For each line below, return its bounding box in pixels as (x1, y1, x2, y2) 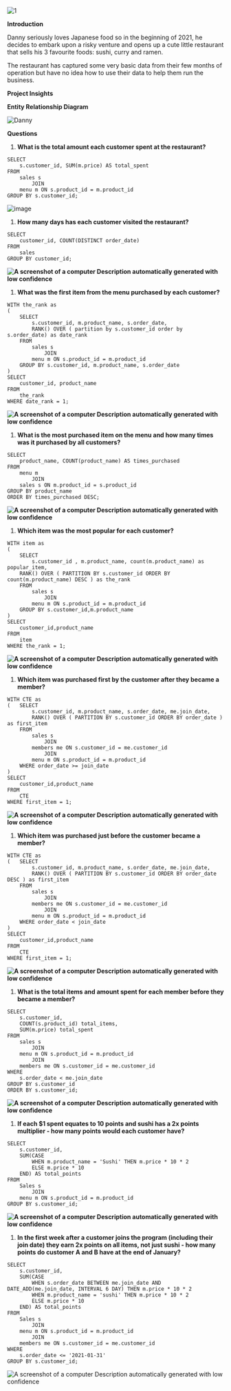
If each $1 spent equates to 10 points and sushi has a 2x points (16, 1120, 199, 1127)
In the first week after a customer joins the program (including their (16, 1234, 213, 1241)
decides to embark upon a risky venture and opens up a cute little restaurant (7, 41, 224, 48)
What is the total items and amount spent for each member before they (16, 987, 224, 996)
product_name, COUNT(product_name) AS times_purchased (19, 457, 180, 464)
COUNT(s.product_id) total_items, (19, 1020, 118, 1027)
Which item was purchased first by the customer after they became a (16, 675, 220, 683)
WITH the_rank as (7, 302, 57, 308)
